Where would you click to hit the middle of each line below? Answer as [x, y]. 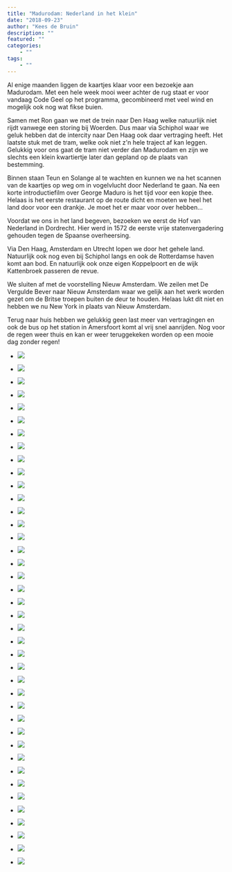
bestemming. [26, 164]
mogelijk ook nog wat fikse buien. [55, 107]
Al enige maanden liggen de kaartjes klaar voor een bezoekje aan [100, 84]
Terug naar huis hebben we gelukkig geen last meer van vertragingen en [111, 320]
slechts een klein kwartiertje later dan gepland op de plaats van [98, 157]
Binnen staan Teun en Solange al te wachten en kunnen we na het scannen [114, 178]
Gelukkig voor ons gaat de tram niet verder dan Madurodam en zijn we [108, 149]
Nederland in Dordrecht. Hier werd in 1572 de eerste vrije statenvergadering [115, 228]
